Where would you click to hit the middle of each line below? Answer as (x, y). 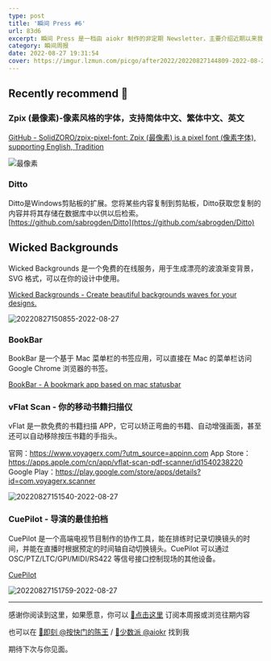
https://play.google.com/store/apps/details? (128, 472)
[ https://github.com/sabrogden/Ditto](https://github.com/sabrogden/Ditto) (131, 222)
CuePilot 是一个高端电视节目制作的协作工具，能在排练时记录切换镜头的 (126, 538)
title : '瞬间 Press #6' (47, 23)
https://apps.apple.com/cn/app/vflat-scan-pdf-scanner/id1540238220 (126, 462)
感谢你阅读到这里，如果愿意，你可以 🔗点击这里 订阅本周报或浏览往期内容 (129, 614)
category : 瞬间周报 (39, 46)
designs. (23, 303)
